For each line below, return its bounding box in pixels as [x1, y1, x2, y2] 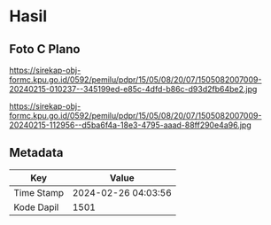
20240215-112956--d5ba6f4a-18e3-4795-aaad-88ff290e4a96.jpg [9, 120, 252, 130]
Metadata [9, 145, 64, 160]
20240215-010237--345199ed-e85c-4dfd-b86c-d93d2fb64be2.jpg [9, 84, 258, 94]
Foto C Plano [9, 42, 81, 57]
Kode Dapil [13, 201, 59, 213]
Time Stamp [13, 186, 65, 198]
